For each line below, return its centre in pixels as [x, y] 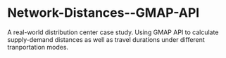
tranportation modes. [38, 47]
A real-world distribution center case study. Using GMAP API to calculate [113, 32]
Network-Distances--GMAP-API [103, 13]
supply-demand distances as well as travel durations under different [106, 39]
